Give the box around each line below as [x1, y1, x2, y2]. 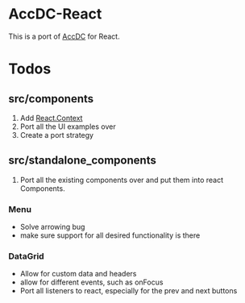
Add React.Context [19, 113, 83, 122]
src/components [8, 92, 94, 106]
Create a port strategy [19, 130, 94, 139]
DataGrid [8, 251, 44, 262]
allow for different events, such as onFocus [19, 277, 164, 287]
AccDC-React [8, 5, 102, 23]
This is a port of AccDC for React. [8, 31, 120, 41]
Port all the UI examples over [19, 122, 116, 131]
